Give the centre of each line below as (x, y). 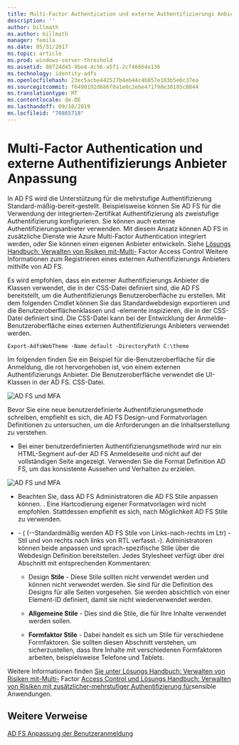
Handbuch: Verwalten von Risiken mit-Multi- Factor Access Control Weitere (118, 251)
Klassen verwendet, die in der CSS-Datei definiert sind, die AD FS (103, 287)
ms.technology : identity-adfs (52, 73)
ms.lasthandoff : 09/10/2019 (49, 107)
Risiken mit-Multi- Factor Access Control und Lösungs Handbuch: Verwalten (119, 678)
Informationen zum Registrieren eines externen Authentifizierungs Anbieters (119, 259)
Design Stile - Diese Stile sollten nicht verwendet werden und (118, 576)
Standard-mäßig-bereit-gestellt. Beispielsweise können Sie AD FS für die (114, 206)
